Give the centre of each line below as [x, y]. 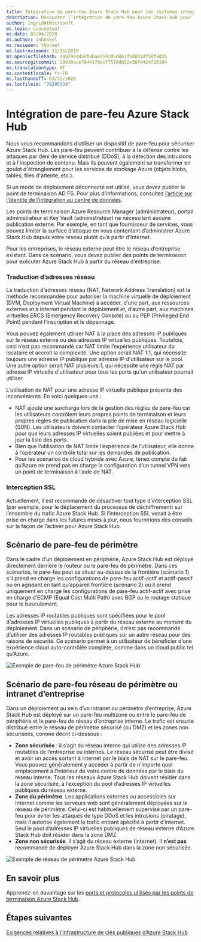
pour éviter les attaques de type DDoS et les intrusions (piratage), [105, 816]
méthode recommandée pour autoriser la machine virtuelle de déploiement [99, 296]
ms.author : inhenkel [32, 40]
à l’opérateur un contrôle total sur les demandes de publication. [93, 453]
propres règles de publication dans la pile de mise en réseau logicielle [101, 421]
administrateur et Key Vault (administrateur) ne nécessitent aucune [89, 217]
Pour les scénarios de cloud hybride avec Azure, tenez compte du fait [101, 459]
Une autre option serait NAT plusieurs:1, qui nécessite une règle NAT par [95, 366]
